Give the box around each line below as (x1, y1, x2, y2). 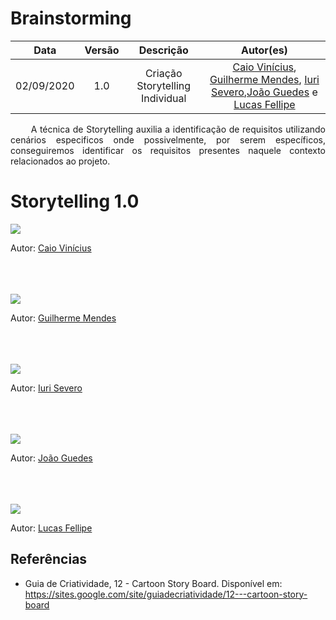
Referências (10, 551, 88, 568)
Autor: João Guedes (10, 452, 93, 464)
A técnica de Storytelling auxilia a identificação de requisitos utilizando (30, 123, 326, 135)
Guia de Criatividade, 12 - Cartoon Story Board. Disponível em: (24, 577, 283, 589)
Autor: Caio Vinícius (10, 242, 92, 254)
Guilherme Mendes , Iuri (209, 72, 320, 86)
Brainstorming (10, 7, 132, 30)
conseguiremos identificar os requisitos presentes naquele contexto (10, 144, 326, 156)
